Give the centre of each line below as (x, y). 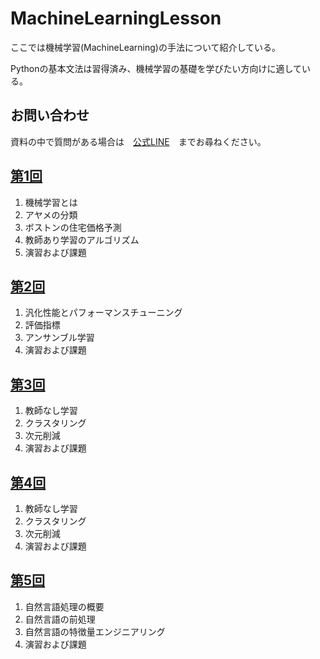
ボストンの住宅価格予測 (73, 227)
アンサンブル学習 (59, 338)
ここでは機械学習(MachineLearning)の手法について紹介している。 (146, 47)
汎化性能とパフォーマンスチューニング (103, 313)
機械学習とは (51, 202)
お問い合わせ (50, 115)
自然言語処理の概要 (64, 606)
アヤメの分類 (51, 214)
